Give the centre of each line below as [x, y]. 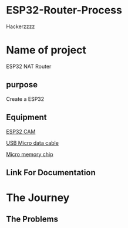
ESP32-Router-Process [64, 10]
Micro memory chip [30, 154]
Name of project [46, 50]
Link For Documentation [51, 173]
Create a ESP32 [25, 99]
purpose [22, 85]
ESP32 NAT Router [29, 66]
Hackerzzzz [21, 26]
